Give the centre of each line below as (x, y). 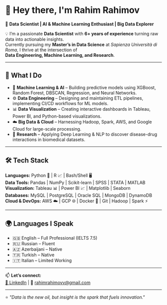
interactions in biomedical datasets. (49, 140)
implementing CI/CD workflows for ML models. (60, 103)
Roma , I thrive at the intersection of (41, 50)
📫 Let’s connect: (23, 276)
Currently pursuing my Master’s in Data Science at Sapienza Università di (81, 44)
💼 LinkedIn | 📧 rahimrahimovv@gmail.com (48, 283)
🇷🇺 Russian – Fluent (34, 244)
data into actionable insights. (35, 39)
